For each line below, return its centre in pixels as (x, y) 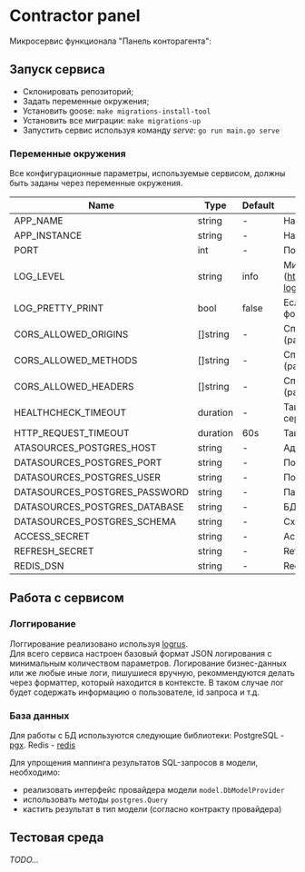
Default (258, 205)
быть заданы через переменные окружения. (96, 183)
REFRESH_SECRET (54, 551)
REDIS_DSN (39, 566)
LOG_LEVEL (39, 276)
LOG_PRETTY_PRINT (59, 308)
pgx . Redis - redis (42, 745)
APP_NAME (39, 221)
